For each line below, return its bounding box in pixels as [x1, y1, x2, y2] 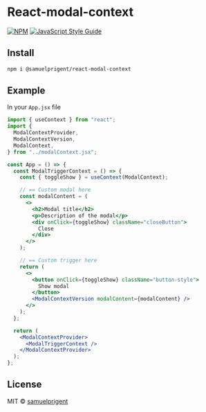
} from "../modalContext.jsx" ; [7, 148, 97, 156]
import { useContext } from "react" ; [7, 116, 116, 123]
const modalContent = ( [19, 193, 88, 200]
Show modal [37, 283, 70, 289]
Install [7, 47, 35, 59]
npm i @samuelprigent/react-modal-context [7, 65, 131, 73]
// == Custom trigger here [19, 257, 97, 264]
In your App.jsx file [7, 103, 61, 111]
